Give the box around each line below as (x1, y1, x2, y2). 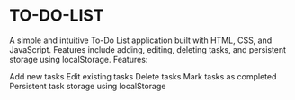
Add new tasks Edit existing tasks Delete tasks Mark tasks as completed (9, 71, 277, 81)
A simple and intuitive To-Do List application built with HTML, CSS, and (9, 35, 273, 46)
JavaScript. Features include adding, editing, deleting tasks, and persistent (9, 44, 286, 54)
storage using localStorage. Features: (9, 54, 148, 64)
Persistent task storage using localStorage (9, 80, 166, 91)
